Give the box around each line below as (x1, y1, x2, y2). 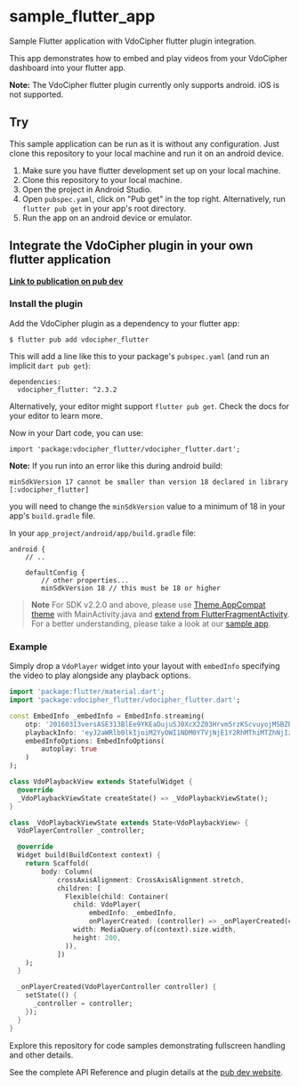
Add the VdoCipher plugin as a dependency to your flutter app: (9, 318, 240, 328)
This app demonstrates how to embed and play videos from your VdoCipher (9, 52, 287, 63)
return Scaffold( (25, 859, 90, 868)
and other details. (9, 1050, 74, 1060)
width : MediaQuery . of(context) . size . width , (72, 925, 238, 935)
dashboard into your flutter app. (9, 62, 126, 73)
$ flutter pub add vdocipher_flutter (9, 335, 149, 344)
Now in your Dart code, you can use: (9, 427, 144, 438)
